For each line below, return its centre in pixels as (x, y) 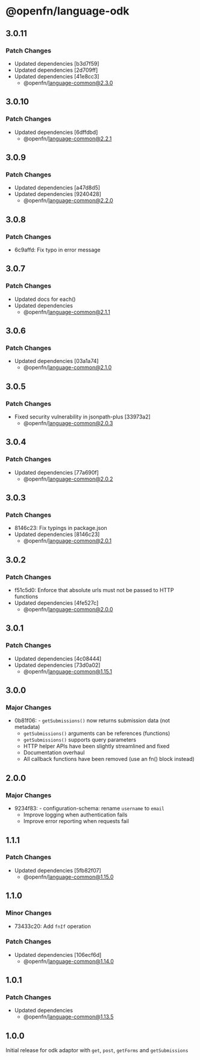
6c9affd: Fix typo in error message (57, 250)
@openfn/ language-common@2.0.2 (68, 479)
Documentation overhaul (54, 752)
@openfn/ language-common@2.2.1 (67, 138)
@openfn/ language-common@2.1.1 (67, 312)
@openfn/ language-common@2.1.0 (67, 368)
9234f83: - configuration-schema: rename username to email (89, 809)
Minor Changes (29, 913)
